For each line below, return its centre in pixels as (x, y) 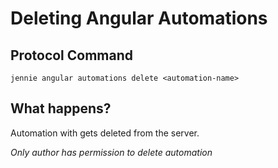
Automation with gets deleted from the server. (105, 133)
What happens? (61, 108)
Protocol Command (72, 55)
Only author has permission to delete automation (111, 152)
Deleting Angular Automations (139, 18)
